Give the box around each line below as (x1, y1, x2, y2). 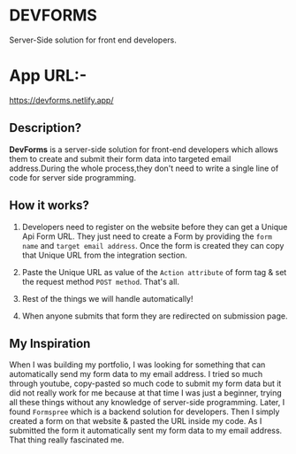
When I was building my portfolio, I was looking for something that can (9, 359, 266, 370)
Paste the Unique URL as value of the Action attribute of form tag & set (21, 266, 287, 277)
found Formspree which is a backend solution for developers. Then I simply (9, 406, 280, 417)
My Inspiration (9, 335, 91, 350)
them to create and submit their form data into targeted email (9, 153, 231, 164)
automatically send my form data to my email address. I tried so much (9, 369, 263, 380)
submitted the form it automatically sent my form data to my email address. (9, 426, 283, 436)
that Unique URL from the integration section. (21, 250, 187, 260)
